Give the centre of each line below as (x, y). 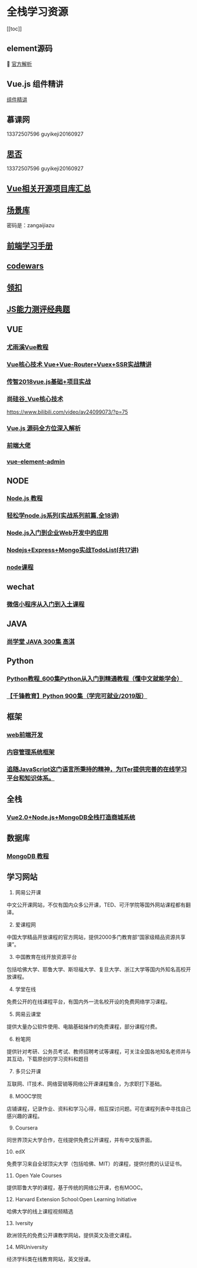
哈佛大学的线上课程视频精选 (40, 1211)
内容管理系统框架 (31, 752)
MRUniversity (32, 1247)
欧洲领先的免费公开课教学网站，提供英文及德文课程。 (71, 1235)
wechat (20, 586)
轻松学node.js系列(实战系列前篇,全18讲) (63, 516)
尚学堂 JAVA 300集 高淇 (41, 641)
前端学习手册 (30, 246)
